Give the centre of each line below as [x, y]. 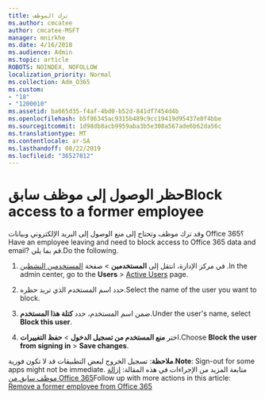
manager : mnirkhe [37, 38]
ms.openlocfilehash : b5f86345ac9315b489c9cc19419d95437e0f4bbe [115, 119]
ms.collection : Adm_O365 [49, 82]
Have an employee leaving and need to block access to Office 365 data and [132, 242]
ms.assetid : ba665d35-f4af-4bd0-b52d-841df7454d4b [94, 112]
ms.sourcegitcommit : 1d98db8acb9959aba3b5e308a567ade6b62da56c [115, 126]
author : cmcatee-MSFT [44, 30]
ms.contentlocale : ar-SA [49, 141]
